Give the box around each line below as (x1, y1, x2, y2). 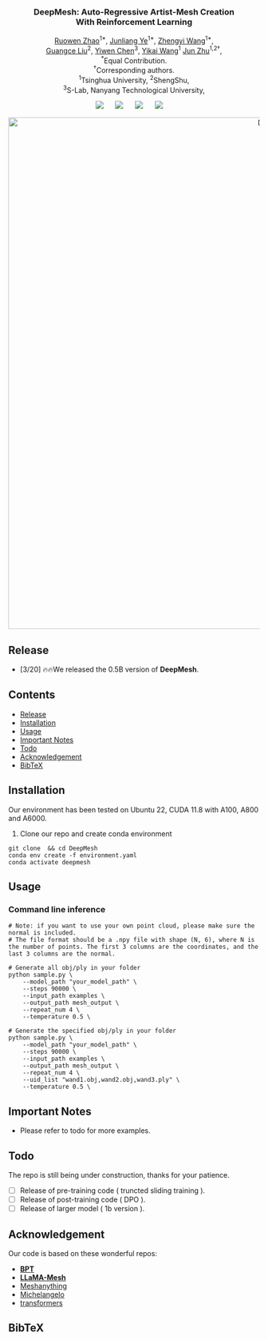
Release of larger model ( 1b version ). (19, 1204, 145, 1214)
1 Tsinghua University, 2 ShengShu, (78, 74, 190, 85)
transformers (19, 1298, 63, 1307)
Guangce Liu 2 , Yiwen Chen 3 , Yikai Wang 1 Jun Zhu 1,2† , (45, 44, 223, 55)
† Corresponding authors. (93, 64, 175, 74)
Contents (8, 688, 56, 702)
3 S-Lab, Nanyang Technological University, (62, 83, 206, 94)
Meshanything (19, 1281, 68, 1290)
